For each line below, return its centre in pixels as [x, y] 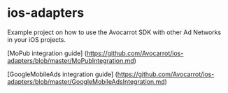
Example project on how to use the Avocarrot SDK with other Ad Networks [114, 32]
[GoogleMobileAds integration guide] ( [62, 74]
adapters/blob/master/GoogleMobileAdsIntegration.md [86, 81]
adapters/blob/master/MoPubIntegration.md [71, 60]
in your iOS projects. [37, 39]
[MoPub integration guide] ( [47, 53]
